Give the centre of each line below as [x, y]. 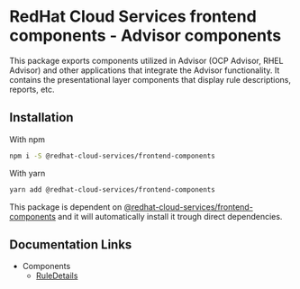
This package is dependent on [66, 207]
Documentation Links [71, 244]
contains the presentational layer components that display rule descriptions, [150, 79]
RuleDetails [57, 275]
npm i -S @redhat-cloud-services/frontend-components [113, 156]
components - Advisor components [145, 36]
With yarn [27, 173]
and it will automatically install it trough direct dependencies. [170, 216]
